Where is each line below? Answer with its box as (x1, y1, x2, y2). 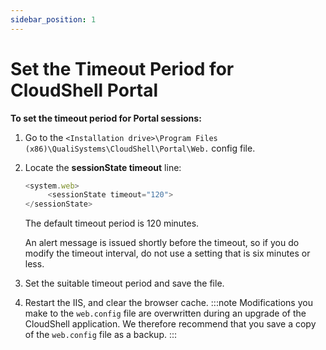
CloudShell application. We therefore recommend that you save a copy (24, 318, 317, 330)
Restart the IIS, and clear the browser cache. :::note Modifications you (24, 297, 313, 309)
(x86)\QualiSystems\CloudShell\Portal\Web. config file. (24, 142, 256, 154)
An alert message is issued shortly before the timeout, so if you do (24, 237, 300, 249)
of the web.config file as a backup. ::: (24, 329, 178, 341)
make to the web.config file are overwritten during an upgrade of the (24, 307, 307, 320)
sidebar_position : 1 (10, 14, 97, 25)
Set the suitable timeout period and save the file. (24, 277, 225, 290)
